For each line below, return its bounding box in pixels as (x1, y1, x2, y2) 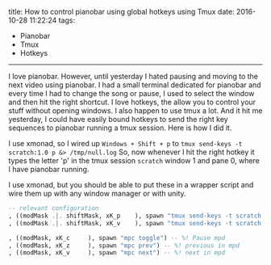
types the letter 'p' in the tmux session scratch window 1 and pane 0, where (8, 156, 261, 165)
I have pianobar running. (8, 165, 90, 174)
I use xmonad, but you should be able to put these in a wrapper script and (8, 180, 254, 189)
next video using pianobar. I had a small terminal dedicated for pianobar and (8, 80, 261, 90)
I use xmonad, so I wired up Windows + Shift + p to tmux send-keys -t (8, 139, 243, 148)
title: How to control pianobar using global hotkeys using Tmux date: (8, 7, 236, 16)
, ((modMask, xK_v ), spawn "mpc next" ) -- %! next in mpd (8, 249, 226, 257)
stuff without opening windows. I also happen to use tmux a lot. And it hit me (8, 106, 263, 116)
